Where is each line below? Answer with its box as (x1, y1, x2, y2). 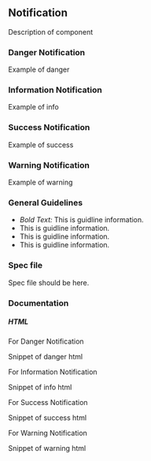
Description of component (8, 27, 94, 36)
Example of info (8, 102, 59, 112)
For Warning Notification (8, 429, 88, 438)
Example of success (8, 139, 74, 149)
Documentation (8, 297, 69, 308)
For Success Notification (8, 398, 88, 407)
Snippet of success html (8, 413, 87, 422)
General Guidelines (8, 197, 83, 208)
